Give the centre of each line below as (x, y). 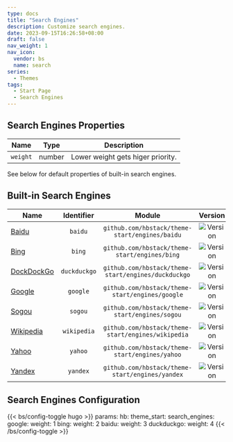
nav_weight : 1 (28, 46)
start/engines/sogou (148, 314)
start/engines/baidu (148, 235)
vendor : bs (29, 59)
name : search (32, 65)
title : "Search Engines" (43, 20)
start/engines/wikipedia (147, 334)
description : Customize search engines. (67, 26)
